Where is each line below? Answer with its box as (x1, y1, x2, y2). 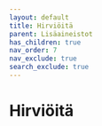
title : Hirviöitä (9, 21, 74, 30)
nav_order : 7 (9, 46, 58, 55)
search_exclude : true (9, 63, 90, 72)
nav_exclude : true (9, 54, 77, 63)
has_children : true (9, 37, 82, 47)
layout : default (9, 12, 69, 22)
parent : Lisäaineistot (9, 29, 93, 38)
